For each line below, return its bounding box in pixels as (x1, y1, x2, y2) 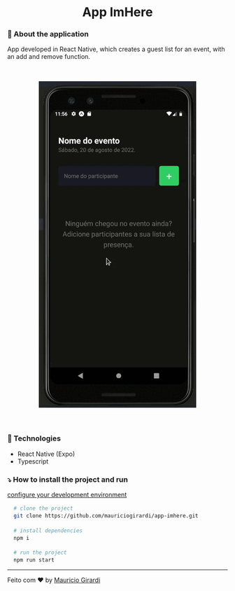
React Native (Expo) (17, 450, 76, 458)
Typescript (17, 457, 49, 466)
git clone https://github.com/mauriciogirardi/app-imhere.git (13, 512, 199, 519)
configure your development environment (7, 491, 127, 499)
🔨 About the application (7, 29, 89, 39)
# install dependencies (13, 527, 83, 534)
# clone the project (13, 505, 73, 512)
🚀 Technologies (7, 433, 62, 443)
